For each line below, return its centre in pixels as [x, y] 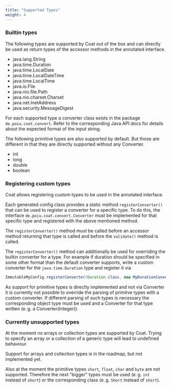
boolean [21, 170]
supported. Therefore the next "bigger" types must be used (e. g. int [78, 375]
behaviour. [17, 344]
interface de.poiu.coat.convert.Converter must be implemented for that [81, 216]
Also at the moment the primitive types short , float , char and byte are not [83, 369]
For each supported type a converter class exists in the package [73, 118]
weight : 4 [16, 15]
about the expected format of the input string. [53, 129]
